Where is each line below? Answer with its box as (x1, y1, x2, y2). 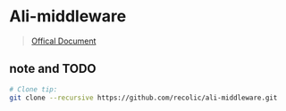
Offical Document (30, 36, 97, 46)
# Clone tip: (9, 84, 58, 94)
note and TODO (9, 61, 97, 76)
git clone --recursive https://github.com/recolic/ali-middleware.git (9, 93, 278, 102)
